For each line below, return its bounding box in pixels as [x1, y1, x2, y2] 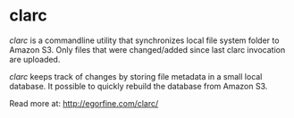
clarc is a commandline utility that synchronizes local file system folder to [9, 35, 280, 46]
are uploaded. [9, 54, 61, 64]
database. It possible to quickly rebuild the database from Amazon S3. [9, 80, 268, 91]
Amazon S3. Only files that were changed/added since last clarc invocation [9, 44, 286, 55]
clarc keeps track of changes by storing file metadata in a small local [9, 71, 263, 81]
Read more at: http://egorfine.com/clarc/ [9, 97, 159, 108]
